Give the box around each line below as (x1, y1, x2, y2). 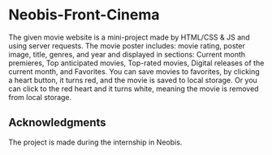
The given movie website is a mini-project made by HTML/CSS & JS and (8, 32, 250, 42)
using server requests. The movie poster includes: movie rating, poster (8, 40, 245, 50)
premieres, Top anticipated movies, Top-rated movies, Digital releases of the (8, 58, 265, 68)
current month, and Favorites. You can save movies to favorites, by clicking (8, 66, 260, 76)
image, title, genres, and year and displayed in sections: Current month (8, 49, 246, 59)
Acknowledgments (8, 115, 107, 130)
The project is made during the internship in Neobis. (8, 137, 183, 147)
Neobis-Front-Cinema (8, 6, 160, 24)
